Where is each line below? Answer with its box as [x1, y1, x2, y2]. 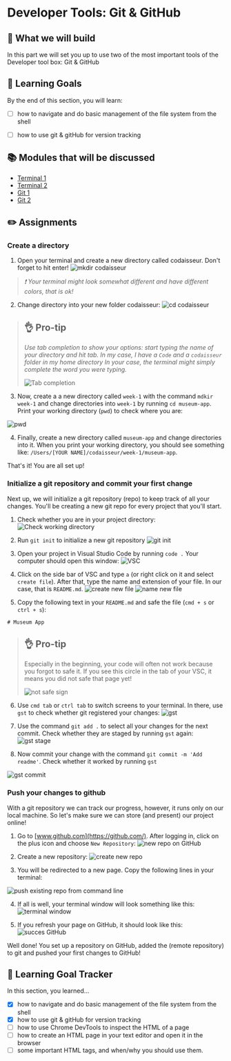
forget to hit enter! [17, 264, 69, 272]
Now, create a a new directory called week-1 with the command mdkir [17, 392, 214, 401]
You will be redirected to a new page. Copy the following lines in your [17, 866, 214, 874]
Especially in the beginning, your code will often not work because [23, 660, 213, 668]
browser [17, 1038, 41, 1047]
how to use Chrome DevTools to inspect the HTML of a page [17, 1023, 190, 1031]
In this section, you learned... [7, 986, 90, 995]
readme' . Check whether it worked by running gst [17, 757, 157, 766]
